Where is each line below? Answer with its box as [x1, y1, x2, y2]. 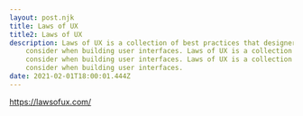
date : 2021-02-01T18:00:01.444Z [9, 72, 131, 81]
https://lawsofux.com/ [9, 96, 92, 107]
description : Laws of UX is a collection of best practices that [9, 38, 260, 48]
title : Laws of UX [9, 22, 78, 31]
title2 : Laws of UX [9, 30, 83, 39]
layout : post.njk [9, 13, 75, 22]
